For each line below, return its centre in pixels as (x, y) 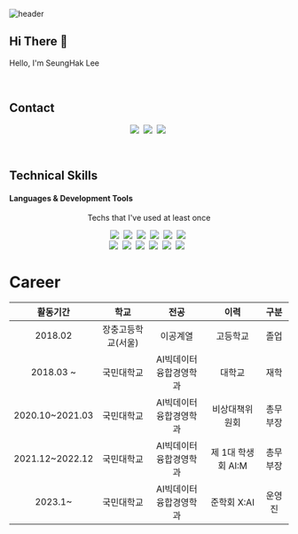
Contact (32, 108)
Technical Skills (54, 176)
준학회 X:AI (233, 503)
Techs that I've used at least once (149, 218)
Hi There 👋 (39, 41)
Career (35, 283)
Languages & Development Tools (71, 198)
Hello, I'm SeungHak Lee (55, 63)
